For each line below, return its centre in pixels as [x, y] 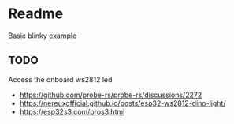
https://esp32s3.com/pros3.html [72, 111]
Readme [36, 14]
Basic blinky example [43, 36]
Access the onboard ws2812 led [60, 79]
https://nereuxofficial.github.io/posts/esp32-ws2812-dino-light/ [123, 103]
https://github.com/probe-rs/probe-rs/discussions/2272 [111, 95]
